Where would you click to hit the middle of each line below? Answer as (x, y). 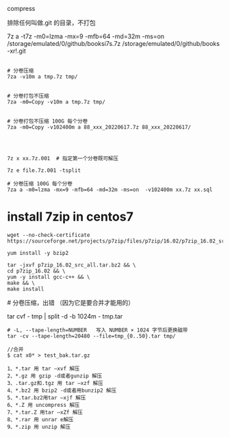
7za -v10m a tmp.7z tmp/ (42, 77)
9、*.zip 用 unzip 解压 (39, 427)
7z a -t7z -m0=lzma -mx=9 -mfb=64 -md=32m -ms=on (86, 36)
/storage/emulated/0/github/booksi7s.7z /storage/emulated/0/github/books (114, 43)
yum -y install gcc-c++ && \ (49, 277)
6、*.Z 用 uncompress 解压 (43, 405)
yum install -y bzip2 (38, 253)
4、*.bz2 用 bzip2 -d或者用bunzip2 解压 (62, 390)
